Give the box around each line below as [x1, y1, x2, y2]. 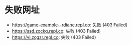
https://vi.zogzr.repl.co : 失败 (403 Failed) [11, 34, 96, 40]
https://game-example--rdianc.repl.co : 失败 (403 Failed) [11, 22, 128, 28]
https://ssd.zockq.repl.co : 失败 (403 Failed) [11, 28, 101, 34]
